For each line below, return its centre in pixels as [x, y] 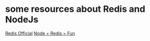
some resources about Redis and [75, 9]
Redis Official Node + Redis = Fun [40, 33]
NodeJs [22, 20]
